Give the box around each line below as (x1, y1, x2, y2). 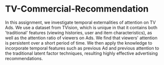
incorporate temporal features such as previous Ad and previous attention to (5, 45, 159, 51)
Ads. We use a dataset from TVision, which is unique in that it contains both (5, 24, 158, 30)
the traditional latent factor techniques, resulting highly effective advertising (5, 50, 158, 56)
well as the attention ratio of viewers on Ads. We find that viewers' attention (5, 35, 158, 41)
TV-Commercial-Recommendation (5, 3, 149, 15)
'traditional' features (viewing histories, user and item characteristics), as (5, 30, 152, 35)
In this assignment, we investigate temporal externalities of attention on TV (5, 19, 156, 25)
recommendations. (5, 55, 43, 61)
